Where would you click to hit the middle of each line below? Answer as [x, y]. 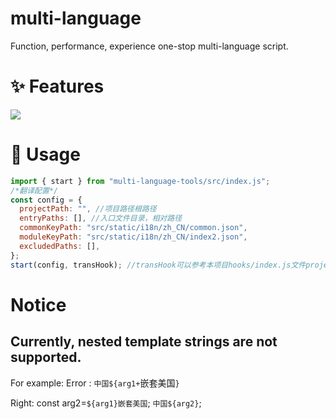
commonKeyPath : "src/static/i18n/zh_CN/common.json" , [133, 228]
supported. [46, 357]
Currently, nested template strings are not [144, 342]
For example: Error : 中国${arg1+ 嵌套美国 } [95, 383]
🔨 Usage [45, 154]
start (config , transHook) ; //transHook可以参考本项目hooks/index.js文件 [158, 265]
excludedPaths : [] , [60, 246]
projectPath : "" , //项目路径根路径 [88, 209]
